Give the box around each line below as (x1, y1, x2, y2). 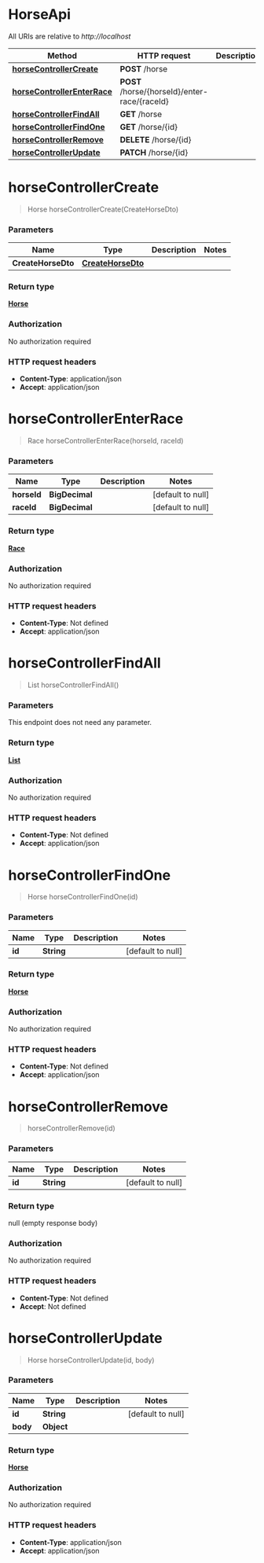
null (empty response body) (8, 1218, 98, 1227)
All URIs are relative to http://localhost (8, 31, 131, 41)
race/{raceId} (119, 96, 169, 107)
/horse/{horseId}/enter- (119, 86, 208, 97)
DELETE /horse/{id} (119, 134, 192, 145)
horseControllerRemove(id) (27, 1124, 115, 1133)
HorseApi (8, 6, 71, 24)
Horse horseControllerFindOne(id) (27, 892, 139, 902)
